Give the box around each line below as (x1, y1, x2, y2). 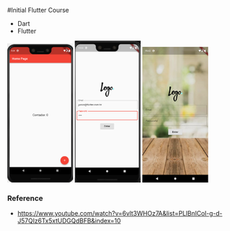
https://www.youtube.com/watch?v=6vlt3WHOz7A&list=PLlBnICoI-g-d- (17, 209, 223, 217)
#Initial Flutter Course (7, 6, 70, 14)
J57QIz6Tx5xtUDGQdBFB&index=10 (17, 216, 121, 225)
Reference (7, 193, 43, 203)
